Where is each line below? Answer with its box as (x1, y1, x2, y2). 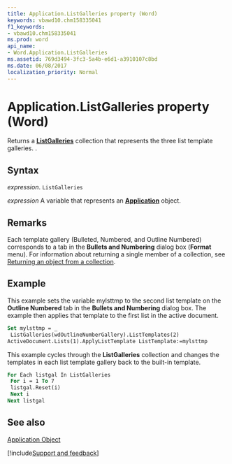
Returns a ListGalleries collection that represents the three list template (7, 137, 213, 145)
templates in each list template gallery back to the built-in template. (7, 358, 201, 366)
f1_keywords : (7, 23, 45, 30)
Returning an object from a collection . (7, 258, 116, 266)
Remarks (7, 217, 48, 229)
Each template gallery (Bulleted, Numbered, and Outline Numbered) (7, 235, 202, 244)
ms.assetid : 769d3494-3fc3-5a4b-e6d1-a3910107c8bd (7, 56, 158, 63)
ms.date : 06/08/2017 (7, 62, 68, 69)
